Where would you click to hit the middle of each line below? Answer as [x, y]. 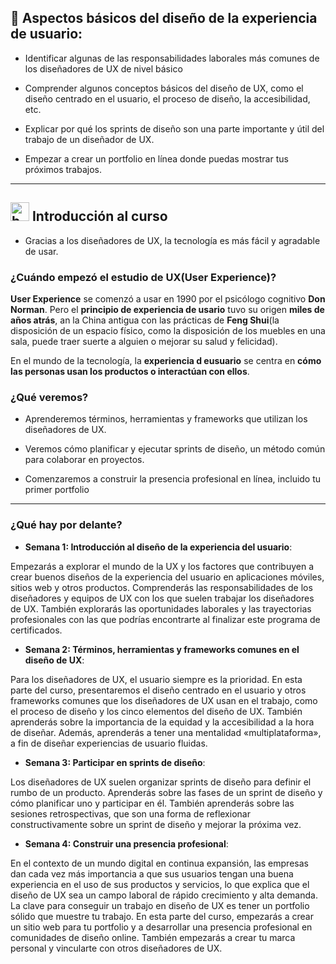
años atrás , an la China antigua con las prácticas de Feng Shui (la [145, 320]
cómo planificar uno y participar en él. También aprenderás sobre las [152, 803]
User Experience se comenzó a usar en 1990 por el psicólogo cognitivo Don [168, 298]
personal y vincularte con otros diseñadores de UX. [116, 948]
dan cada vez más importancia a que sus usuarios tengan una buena [152, 873]
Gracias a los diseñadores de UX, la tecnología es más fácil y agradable [172, 240]
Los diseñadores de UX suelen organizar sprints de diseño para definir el [161, 782]
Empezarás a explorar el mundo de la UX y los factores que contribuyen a [162, 566]
